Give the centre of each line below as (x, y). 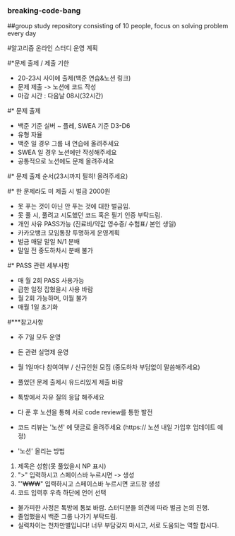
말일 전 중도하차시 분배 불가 (55, 250)
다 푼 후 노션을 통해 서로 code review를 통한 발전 (85, 412)
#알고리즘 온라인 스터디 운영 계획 (53, 48)
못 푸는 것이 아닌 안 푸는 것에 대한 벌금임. (74, 206)
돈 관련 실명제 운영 (43, 352)
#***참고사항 (25, 322)
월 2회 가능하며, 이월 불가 (52, 298)
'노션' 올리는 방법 (41, 451)
